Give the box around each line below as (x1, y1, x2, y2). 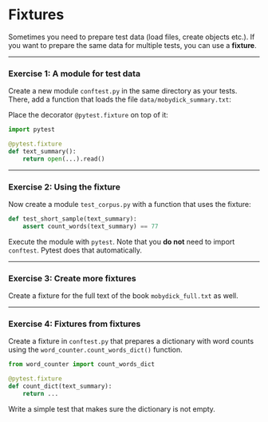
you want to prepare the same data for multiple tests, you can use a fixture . (8, 40, 257, 50)
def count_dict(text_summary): (8, 382, 112, 391)
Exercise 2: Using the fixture (8, 181, 121, 193)
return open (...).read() (22, 154, 105, 163)
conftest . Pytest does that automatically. (8, 245, 142, 255)
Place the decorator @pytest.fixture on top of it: (8, 110, 169, 120)
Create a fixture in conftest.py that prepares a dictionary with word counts (8, 336, 254, 346)
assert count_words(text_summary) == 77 (22, 222, 159, 230)
